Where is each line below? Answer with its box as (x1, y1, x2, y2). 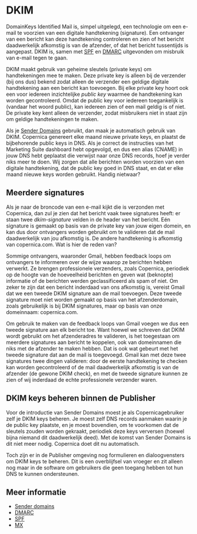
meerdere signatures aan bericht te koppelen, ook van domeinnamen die (6, 339, 182, 346)
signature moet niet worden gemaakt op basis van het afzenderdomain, (6, 296, 179, 303)
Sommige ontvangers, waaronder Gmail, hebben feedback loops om (6, 252, 171, 259)
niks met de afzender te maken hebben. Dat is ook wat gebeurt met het (6, 345, 178, 352)
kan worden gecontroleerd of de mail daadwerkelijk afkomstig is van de (6, 363, 179, 371)
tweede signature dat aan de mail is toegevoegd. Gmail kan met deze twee (6, 351, 186, 358)
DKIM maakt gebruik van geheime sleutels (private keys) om (6, 65, 152, 72)
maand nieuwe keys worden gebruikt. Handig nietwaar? (6, 171, 141, 178)
